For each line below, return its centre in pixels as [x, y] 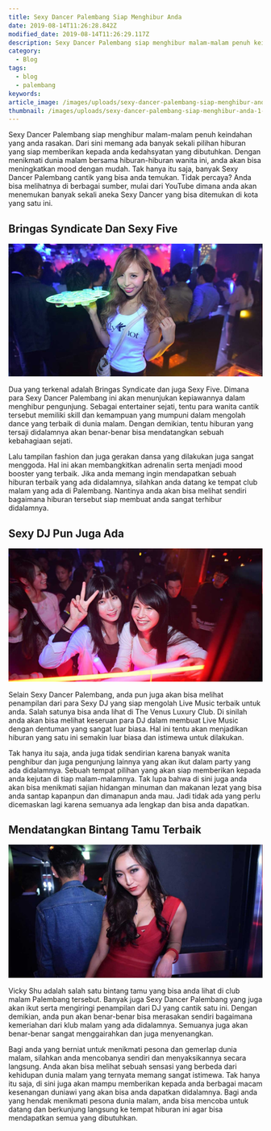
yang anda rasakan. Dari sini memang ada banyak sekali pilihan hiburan [127, 143]
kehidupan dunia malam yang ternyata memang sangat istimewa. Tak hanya [134, 1074]
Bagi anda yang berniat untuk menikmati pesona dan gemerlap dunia [123, 1049]
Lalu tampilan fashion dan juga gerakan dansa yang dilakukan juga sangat [131, 457]
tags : [17, 69]
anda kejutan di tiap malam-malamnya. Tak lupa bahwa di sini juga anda [128, 778]
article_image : [34, 102]
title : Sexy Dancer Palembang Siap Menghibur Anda [95, 17]
